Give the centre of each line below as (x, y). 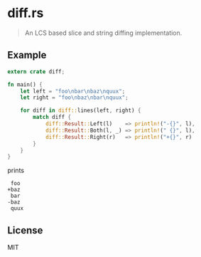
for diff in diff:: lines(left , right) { (81, 111)
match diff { (52, 117)
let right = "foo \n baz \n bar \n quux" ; (75, 98)
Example (27, 55)
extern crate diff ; (36, 72)
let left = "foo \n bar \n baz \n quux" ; (73, 91)
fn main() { (25, 84)
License (25, 230)
